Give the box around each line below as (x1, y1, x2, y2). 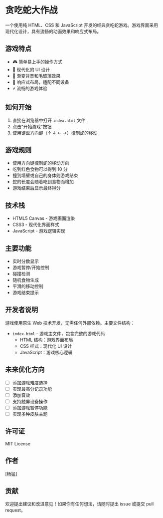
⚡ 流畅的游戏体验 (12, 85, 47, 91)
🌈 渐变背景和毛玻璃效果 (12, 73, 61, 79)
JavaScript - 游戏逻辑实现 (12, 228, 66, 234)
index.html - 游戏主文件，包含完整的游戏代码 (12, 330, 105, 336)
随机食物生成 (12, 277, 39, 283)
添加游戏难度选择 (12, 379, 48, 386)
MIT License (5, 440, 31, 446)
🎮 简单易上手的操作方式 (12, 59, 63, 65)
